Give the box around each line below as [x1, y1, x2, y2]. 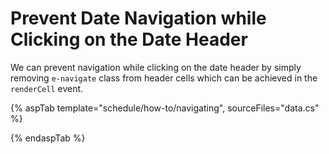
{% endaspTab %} [10, 132, 86, 144]
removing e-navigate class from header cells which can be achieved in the [10, 72, 318, 84]
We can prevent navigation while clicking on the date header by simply [10, 61, 302, 73]
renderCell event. [10, 82, 84, 94]
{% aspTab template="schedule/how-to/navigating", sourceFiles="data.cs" [10, 102, 320, 114]
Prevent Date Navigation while [10, 7, 267, 30]
